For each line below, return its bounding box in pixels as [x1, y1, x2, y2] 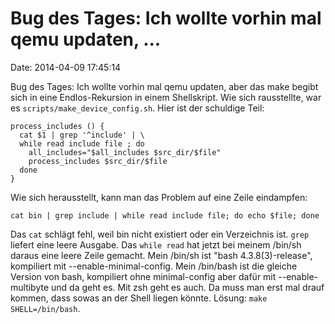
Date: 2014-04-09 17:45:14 [10, 61, 122, 73]
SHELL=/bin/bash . [10, 302, 81, 314]
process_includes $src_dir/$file [28, 156, 168, 166]
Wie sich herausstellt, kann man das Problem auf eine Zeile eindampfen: [10, 191, 308, 203]
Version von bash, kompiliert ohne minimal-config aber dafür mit [10, 270, 277, 282]
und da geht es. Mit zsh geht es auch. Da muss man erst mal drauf [51, 281, 325, 293]
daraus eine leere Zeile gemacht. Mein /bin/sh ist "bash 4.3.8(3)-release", [10, 249, 313, 261]
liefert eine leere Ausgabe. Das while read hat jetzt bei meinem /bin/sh [10, 238, 302, 251]
